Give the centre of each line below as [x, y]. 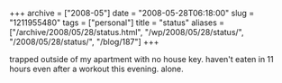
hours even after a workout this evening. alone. [97, 69]
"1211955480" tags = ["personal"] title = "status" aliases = [117, 23]
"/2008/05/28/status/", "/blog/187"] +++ [84, 41]
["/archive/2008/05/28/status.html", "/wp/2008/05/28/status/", [127, 32]
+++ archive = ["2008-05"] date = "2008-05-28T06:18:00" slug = [132, 13]
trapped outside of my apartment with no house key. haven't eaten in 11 [141, 59]
